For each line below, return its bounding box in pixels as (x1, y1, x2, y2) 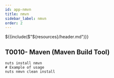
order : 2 (5, 20, 23, 26)
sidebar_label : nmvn (5, 16, 47, 21)
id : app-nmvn (5, 7, 32, 12)
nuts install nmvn (5, 61, 42, 66)
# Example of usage (5, 65, 45, 70)
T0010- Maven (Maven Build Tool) (5, 48, 110, 56)
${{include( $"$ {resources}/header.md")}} (5, 34, 89, 40)
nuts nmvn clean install (5, 69, 55, 74)
